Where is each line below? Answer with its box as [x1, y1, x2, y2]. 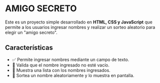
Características [5, 43, 53, 52]
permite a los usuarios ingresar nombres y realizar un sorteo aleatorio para [5, 24, 155, 30]
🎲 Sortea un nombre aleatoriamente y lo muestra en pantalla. [12, 72, 135, 78]
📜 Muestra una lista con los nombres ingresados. [12, 67, 111, 73]
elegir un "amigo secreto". [5, 29, 58, 35]
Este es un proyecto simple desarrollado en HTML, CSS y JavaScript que [5, 19, 153, 25]
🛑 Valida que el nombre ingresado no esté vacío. [12, 62, 110, 68]
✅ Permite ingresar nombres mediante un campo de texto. [12, 57, 129, 62]
